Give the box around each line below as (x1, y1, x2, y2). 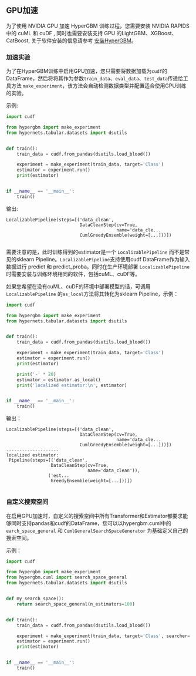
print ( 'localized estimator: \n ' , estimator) (16, 382, 127, 388)
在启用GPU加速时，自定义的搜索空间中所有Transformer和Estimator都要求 (6, 512, 183, 519)
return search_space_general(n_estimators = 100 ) (16, 601, 135, 607)
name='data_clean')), (87, 468, 141, 474)
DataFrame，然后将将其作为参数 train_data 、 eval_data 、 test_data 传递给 (6, 75, 184, 82)
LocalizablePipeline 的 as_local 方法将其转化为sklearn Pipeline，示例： (6, 290, 179, 297)
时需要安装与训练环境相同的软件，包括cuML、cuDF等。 (6, 270, 141, 277)
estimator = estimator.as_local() (16, 376, 101, 383)
